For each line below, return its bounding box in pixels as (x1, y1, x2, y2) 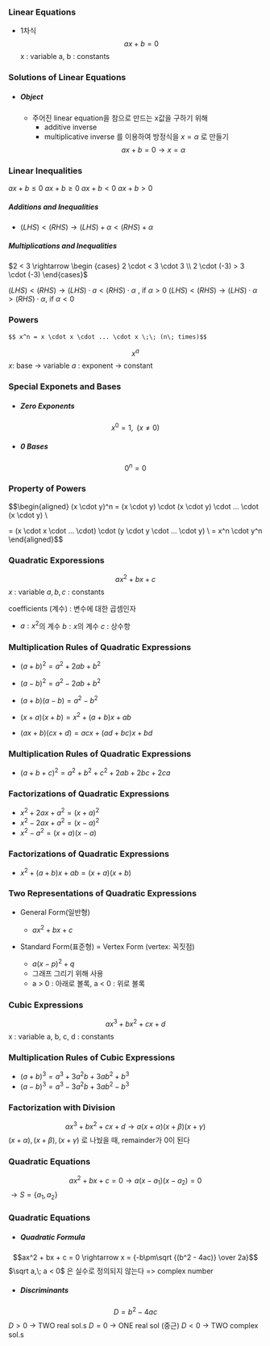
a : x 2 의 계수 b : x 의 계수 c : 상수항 (19, 619, 131, 631)
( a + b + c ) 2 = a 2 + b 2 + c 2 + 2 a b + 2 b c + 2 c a (19, 766, 171, 778)
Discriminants (19, 1285, 69, 1295)
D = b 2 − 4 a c (113, 1306, 158, 1316)
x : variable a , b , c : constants (8, 587, 105, 597)
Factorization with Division (8, 1102, 115, 1113)
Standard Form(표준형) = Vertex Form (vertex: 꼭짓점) (19, 941, 195, 951)
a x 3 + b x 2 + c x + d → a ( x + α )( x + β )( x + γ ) (64, 1120, 206, 1131)
